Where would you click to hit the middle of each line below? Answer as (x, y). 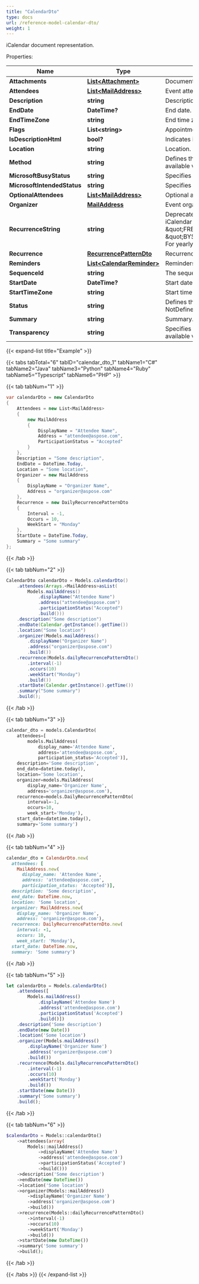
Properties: (20, 56)
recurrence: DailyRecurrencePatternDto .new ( (67, 924)
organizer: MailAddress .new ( (47, 908)
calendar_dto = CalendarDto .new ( (47, 858)
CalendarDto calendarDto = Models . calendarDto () (67, 580)
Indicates (178, 139)
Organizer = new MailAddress (53, 475)
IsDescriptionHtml (35, 139)
